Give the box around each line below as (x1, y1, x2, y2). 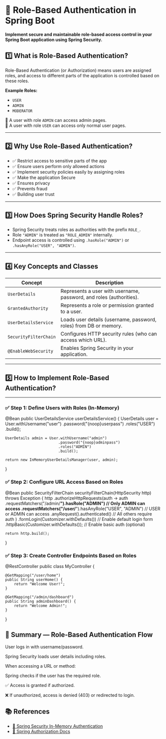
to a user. (60, 308, 83, 315)
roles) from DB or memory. (60, 322, 123, 329)
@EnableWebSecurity (7, 348, 53, 354)
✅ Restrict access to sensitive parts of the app (12, 158, 107, 164)
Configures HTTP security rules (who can (60, 331, 157, 338)
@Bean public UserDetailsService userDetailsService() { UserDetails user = (5, 416, 159, 422)
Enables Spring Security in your (60, 344, 134, 351)
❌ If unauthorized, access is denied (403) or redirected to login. (5, 692, 135, 698)
